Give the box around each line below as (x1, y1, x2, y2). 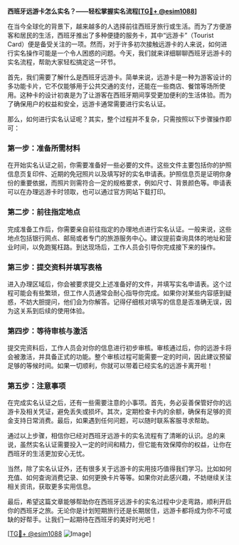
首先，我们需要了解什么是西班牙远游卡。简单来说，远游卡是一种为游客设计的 (7, 73, 232, 81)
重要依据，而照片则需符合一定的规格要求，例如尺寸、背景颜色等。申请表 (19, 178, 232, 188)
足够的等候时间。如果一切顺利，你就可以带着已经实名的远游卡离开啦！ (7, 362, 213, 370)
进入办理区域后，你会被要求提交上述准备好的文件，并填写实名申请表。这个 (7, 280, 225, 288)
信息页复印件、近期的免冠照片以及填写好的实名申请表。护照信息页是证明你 (7, 170, 225, 178)
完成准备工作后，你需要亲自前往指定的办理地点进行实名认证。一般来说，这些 (7, 225, 232, 233)
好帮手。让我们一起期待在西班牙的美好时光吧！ (19, 515, 157, 524)
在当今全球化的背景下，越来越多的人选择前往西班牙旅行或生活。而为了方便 (7, 22, 225, 31)
